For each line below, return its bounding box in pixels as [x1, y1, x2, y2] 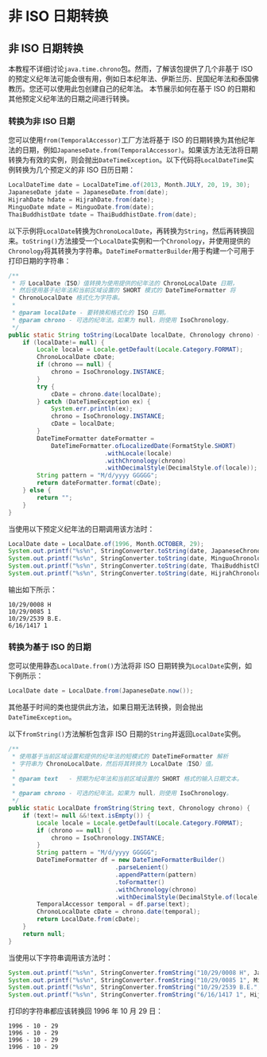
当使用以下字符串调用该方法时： [8, 953, 113, 962]
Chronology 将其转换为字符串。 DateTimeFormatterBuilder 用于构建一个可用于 [8, 246, 255, 255]
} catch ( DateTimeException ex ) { [37, 397, 151, 406]
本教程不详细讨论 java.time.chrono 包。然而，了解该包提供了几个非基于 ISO [8, 64, 253, 73]
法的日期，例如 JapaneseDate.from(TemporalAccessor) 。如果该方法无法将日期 [8, 145, 258, 155]
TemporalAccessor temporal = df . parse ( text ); [37, 900, 191, 908]
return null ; [22, 930, 66, 938]
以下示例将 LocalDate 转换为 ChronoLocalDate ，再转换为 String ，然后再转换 [8, 226, 248, 236]
